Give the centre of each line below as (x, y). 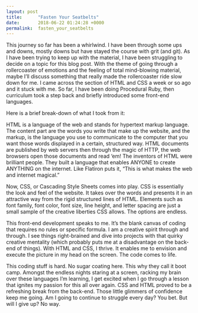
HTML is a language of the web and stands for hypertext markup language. (98, 124)
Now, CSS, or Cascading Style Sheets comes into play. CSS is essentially (95, 187)
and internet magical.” (33, 175)
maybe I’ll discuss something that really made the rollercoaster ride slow (94, 76)
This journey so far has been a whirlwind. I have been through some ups (94, 45)
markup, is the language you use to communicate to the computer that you (97, 138)
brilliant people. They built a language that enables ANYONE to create (91, 162)
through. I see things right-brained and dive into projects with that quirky (95, 236)
